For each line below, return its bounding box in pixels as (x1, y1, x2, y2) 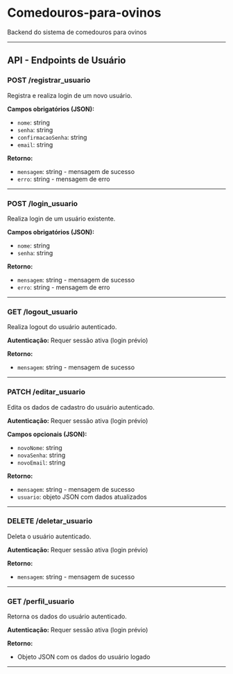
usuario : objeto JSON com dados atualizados (17, 492, 147, 501)
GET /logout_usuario (7, 307, 78, 316)
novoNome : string (17, 443, 62, 451)
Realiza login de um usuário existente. (7, 214, 116, 223)
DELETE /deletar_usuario (7, 516, 93, 526)
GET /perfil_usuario (7, 596, 75, 606)
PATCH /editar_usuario (7, 387, 85, 397)
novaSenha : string (17, 451, 66, 459)
